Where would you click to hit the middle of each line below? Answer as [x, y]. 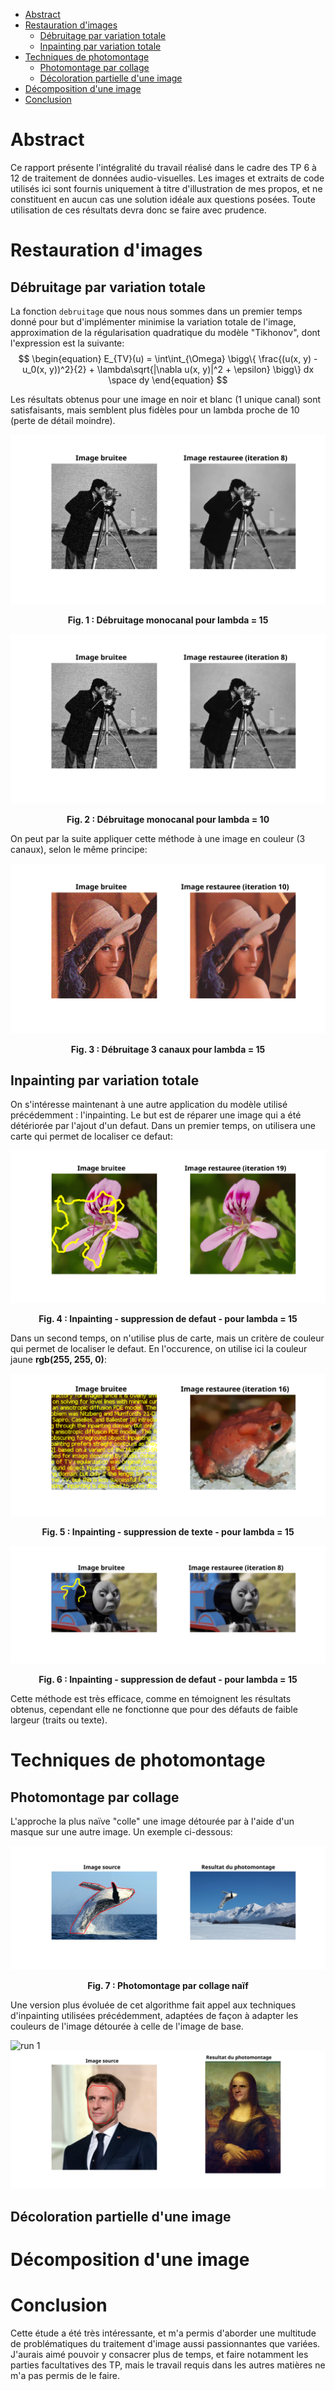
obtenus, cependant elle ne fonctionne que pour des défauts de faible [154, 1710]
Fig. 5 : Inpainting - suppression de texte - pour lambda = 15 [168, 1532]
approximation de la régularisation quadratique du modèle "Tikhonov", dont [165, 332]
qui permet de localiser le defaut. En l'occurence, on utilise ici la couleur [159, 1348]
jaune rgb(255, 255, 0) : [58, 1359]
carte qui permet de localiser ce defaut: [91, 1136]
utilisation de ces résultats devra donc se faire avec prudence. [138, 210]
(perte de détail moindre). [63, 420]
